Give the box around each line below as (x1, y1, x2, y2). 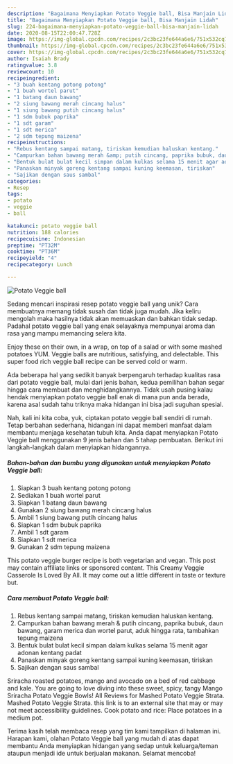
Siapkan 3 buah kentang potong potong (17, 483, 131, 492)
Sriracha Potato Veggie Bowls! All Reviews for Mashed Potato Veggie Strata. (7, 691, 225, 700)
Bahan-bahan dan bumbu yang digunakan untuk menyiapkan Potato (7, 459, 212, 467)
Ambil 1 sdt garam (17, 528, 69, 536)
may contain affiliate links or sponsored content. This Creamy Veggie (7, 563, 205, 572)
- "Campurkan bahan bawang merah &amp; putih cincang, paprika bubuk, (7, 152, 216, 159)
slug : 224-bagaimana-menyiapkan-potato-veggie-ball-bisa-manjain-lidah (7, 23, 218, 30)
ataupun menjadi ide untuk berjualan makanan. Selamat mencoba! (7, 749, 196, 757)
